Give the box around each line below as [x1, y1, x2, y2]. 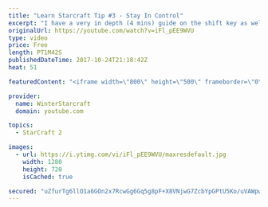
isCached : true [22, 173, 73, 181]
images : [8, 143, 34, 151]
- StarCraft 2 [15, 129, 62, 137]
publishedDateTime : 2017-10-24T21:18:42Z [8, 57, 148, 64]
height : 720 [22, 165, 62, 174]
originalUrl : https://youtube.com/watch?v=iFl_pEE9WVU [8, 26, 195, 34]
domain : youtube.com [15, 107, 84, 115]
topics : [8, 121, 34, 130]
